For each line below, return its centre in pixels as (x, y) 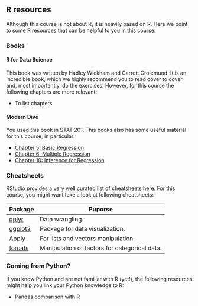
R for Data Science (30, 60)
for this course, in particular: (40, 136)
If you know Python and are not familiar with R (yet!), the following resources (99, 279)
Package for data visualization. (82, 229)
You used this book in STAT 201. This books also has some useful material (96, 130)
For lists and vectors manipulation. (87, 239)
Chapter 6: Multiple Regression (52, 154)
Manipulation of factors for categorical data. (101, 248)
